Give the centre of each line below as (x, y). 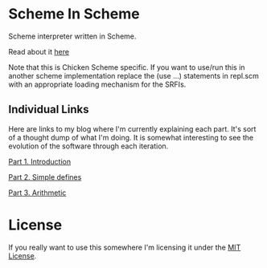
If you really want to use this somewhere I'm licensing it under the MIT (125, 247)
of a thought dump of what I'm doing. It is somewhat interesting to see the (131, 137)
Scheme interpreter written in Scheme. (72, 36)
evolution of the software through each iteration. (88, 146)
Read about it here (39, 51)
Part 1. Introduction (40, 161)
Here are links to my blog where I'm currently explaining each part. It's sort (132, 128)
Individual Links (49, 110)
